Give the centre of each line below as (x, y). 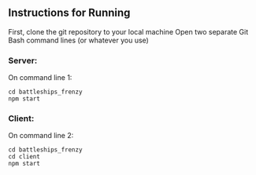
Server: (23, 60)
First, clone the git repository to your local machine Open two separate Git (128, 31)
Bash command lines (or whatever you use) (79, 40)
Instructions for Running (69, 13)
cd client (24, 157)
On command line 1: (40, 78)
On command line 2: (41, 136)
